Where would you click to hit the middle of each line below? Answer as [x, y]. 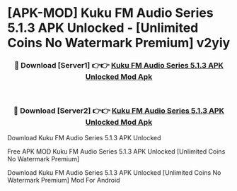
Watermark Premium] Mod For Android [64, 180]
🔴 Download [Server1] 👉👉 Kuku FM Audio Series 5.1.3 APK [119, 66]
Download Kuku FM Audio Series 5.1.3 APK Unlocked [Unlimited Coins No [114, 172]
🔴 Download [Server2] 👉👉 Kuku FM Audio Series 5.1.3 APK [119, 111]
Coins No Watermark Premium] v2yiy [119, 43]
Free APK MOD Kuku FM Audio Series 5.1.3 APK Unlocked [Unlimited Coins [116, 151]
